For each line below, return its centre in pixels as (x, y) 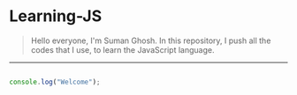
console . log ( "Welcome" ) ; (55, 82)
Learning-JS (56, 16)
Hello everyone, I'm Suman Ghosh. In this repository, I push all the (151, 40)
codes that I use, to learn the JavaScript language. (122, 49)
